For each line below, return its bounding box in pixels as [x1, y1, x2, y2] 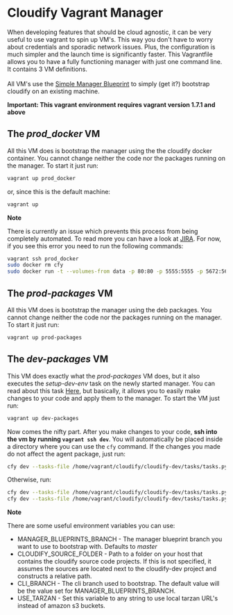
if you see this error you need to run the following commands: [7, 241, 184, 250]
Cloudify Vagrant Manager [7, 5, 164, 21]
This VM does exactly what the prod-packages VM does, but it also [7, 372, 200, 380]
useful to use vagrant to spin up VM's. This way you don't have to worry [7, 35, 214, 43]
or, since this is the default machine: [7, 187, 111, 195]
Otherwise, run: [7, 475, 52, 484]
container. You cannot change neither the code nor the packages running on [7, 154, 225, 162]
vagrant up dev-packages [7, 415, 79, 422]
